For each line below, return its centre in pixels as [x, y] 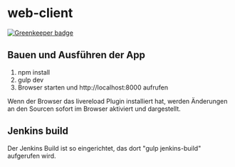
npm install [34, 72]
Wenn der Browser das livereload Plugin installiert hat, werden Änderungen [117, 101]
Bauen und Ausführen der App [77, 55]
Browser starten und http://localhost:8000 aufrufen [93, 87]
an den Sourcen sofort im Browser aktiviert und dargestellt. [94, 109]
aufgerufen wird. [32, 156]
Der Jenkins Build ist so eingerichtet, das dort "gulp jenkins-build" [104, 148]
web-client [40, 13]
